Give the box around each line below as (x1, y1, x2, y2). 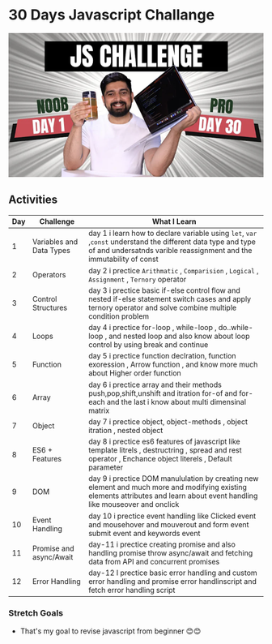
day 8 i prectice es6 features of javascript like (88, 436, 240, 447)
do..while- (218, 323, 253, 333)
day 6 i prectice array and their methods (88, 380, 223, 389)
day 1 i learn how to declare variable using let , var (88, 229, 257, 238)
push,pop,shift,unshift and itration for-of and (88, 388, 238, 398)
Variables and (32, 237, 79, 247)
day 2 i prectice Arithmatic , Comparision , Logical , (88, 265, 259, 275)
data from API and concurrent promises (88, 556, 220, 566)
